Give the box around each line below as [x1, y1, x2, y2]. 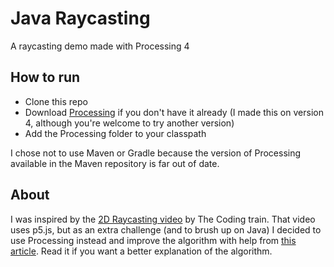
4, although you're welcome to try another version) [24, 117, 235, 129]
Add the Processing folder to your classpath [24, 127, 207, 139]
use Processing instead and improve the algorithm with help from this [10, 234, 297, 246]
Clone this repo [24, 95, 88, 107]
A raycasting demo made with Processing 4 [10, 40, 190, 52]
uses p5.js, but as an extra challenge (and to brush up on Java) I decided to [10, 223, 322, 236]
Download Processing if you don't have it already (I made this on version [24, 106, 324, 118]
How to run [10, 69, 81, 86]
